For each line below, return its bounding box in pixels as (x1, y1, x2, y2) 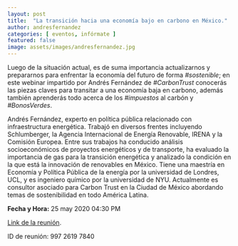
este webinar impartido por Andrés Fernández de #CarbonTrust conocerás (7, 78, 227, 86)
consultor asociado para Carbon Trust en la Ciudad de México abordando (7, 183, 224, 191)
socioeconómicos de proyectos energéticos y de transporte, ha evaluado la (7, 145, 229, 153)
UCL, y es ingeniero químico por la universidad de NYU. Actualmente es (7, 175, 219, 184)
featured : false (7, 37, 56, 44)
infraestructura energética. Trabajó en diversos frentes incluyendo (7, 123, 202, 130)
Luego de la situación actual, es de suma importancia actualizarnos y (7, 63, 210, 71)
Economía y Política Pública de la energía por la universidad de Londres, (7, 168, 219, 176)
